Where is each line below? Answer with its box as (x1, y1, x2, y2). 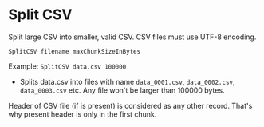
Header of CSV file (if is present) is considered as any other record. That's (8, 101, 253, 110)
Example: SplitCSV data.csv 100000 (8, 62, 127, 71)
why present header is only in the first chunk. (8, 109, 157, 119)
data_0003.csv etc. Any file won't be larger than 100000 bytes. (19, 85, 225, 95)
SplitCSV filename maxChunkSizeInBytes (8, 47, 141, 55)
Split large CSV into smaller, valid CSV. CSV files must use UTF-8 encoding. (8, 32, 257, 42)
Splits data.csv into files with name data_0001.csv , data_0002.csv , (19, 77, 235, 86)
